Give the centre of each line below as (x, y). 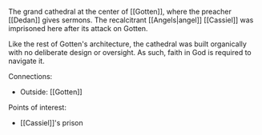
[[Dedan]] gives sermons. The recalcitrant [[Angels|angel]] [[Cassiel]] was (131, 20)
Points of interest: (37, 107)
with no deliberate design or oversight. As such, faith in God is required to (130, 52)
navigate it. (27, 61)
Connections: (30, 76)
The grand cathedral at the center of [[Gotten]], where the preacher (120, 12)
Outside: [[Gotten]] (51, 92)
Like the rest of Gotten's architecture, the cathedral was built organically (127, 44)
